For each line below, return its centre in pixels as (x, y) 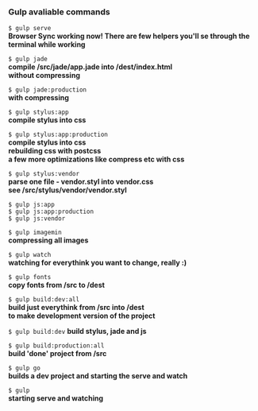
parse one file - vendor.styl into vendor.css (81, 182)
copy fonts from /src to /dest (57, 285)
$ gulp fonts (30, 277)
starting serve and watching (56, 398)
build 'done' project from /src (58, 354)
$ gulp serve (30, 29)
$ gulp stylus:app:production (58, 135)
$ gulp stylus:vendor (44, 174)
